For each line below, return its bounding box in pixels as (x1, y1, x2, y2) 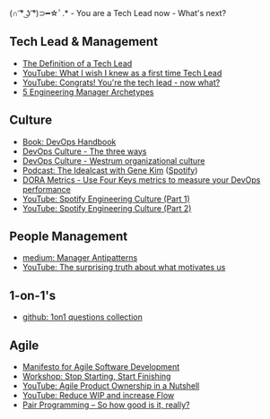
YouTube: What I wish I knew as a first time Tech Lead (22, 67, 222, 78)
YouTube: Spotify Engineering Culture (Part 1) (22, 193, 190, 204)
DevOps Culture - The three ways (22, 146, 147, 157)
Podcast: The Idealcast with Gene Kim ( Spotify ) (22, 165, 198, 175)
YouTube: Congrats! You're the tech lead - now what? (22, 77, 221, 88)
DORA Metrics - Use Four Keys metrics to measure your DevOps (22, 174, 261, 185)
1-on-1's (9, 287, 57, 303)
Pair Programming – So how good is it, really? (22, 399, 190, 410)
